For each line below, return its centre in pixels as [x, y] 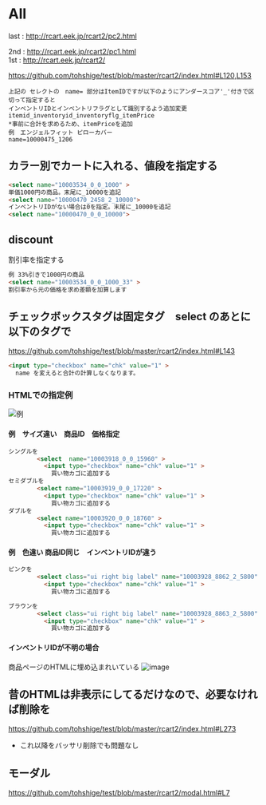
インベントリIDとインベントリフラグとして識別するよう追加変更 [98, 109]
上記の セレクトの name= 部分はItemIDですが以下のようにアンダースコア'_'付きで [129, 91]
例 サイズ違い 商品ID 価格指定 [64, 434]
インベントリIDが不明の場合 [54, 647]
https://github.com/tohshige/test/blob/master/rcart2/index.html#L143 [121, 351]
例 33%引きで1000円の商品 [47, 275]
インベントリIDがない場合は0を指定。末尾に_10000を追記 [90, 207]
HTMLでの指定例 [41, 395]
